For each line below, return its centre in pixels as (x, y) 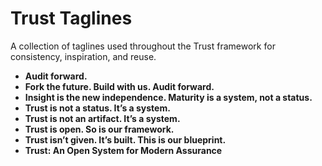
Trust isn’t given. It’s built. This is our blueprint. (125, 139)
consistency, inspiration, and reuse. (83, 56)
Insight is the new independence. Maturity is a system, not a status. (168, 97)
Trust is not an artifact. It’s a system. (102, 118)
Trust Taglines (71, 18)
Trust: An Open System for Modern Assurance (123, 150)
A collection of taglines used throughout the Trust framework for (143, 46)
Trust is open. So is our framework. (99, 129)
